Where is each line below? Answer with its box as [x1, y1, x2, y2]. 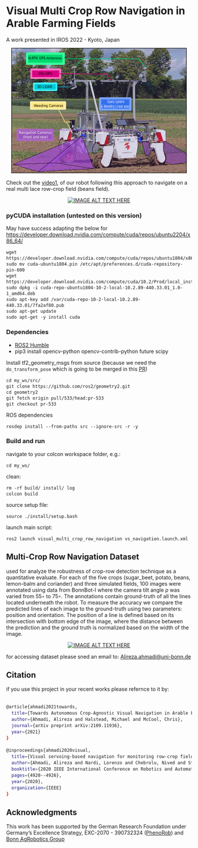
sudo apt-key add [6, 296, 49, 303]
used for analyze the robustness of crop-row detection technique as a [6, 567, 177, 575]
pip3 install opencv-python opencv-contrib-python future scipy [14, 348, 169, 355]
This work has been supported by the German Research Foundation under [6, 823, 187, 830]
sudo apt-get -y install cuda [6, 314, 81, 321]
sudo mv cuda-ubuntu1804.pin [6, 261, 78, 268]
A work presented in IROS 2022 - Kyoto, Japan [6, 36, 120, 43]
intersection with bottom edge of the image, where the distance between [6, 618, 183, 625]
